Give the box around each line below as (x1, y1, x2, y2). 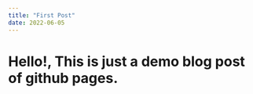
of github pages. (8, 69, 119, 87)
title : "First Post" (8, 11, 76, 20)
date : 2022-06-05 (8, 19, 65, 27)
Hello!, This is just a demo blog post (8, 52, 246, 70)
